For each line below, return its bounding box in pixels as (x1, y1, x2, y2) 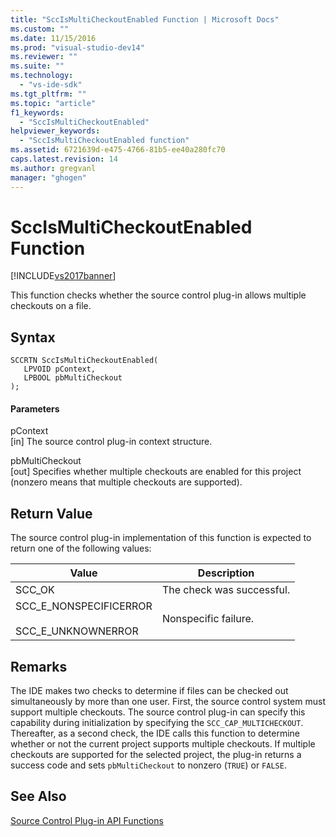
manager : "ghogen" (10, 172, 87, 183)
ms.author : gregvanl (10, 163, 97, 173)
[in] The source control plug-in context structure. (10, 436, 213, 448)
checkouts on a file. (10, 300, 92, 312)
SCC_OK (15, 583, 55, 597)
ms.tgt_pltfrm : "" (10, 89, 87, 99)
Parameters (10, 402, 60, 415)
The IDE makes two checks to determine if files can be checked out (10, 685, 289, 697)
